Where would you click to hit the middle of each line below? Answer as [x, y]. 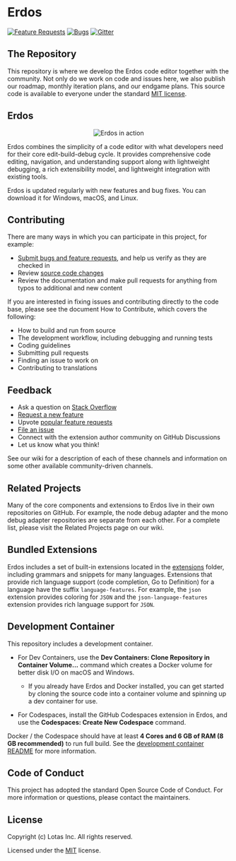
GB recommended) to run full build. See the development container [106, 743]
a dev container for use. [63, 701]
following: [22, 317]
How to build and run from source [67, 331]
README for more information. [52, 751]
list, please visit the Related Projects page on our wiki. [86, 528]
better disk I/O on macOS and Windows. [76, 672]
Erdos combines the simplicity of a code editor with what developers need [116, 146]
